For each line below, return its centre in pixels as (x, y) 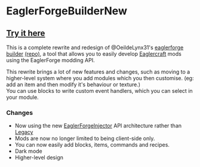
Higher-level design (39, 157)
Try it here (26, 33)
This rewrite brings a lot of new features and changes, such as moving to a (98, 72)
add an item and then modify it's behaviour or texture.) (73, 84)
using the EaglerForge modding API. (50, 60)
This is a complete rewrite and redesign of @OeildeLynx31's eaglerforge (95, 47)
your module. (22, 97)
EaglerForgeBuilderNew (67, 11)
